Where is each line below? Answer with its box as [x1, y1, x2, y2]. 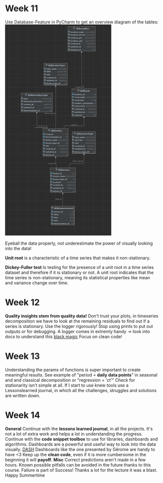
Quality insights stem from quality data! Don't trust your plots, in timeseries [5, 313, 159, 319]
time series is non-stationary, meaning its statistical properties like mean [5, 274, 150, 280]
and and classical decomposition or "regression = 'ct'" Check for [5, 377, 135, 383]
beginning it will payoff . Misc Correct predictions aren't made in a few [5, 457, 146, 463]
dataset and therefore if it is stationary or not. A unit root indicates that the [5, 269, 154, 275]
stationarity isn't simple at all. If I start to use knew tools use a [5, 382, 129, 388]
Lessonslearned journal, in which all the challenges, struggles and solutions [5, 387, 157, 393]
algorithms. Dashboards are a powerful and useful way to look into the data [5, 441, 156, 447]
